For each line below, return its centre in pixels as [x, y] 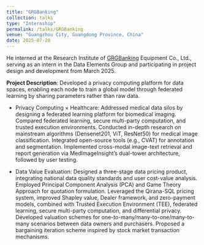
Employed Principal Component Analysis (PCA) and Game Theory [98, 185]
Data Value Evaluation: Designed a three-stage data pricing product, [101, 171]
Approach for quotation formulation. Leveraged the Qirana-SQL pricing [104, 191]
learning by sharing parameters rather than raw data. [73, 96]
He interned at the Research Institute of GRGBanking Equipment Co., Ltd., [99, 58]
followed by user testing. [46, 160]
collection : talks [30, 18]
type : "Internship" [31, 23]
